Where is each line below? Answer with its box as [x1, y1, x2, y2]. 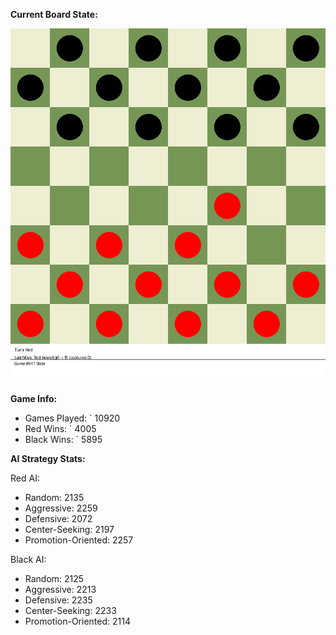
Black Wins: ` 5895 [24, 434, 103, 445]
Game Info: [10, 393, 58, 404]
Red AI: [10, 472, 40, 484]
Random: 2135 [24, 492, 85, 503]
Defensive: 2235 [24, 594, 93, 606]
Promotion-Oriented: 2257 [24, 534, 134, 546]
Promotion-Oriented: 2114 [24, 615, 131, 627]
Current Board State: [10, 9, 98, 20]
